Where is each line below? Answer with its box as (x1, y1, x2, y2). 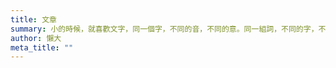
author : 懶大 (10, 33, 62, 43)
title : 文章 (10, 14, 57, 25)
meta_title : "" (10, 42, 74, 53)
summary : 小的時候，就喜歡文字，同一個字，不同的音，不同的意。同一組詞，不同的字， (10, 24, 319, 34)
